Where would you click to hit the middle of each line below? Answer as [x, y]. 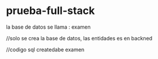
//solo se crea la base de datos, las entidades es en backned [79, 38]
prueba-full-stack [51, 11]
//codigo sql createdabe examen [45, 49]
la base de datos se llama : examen [48, 27]
